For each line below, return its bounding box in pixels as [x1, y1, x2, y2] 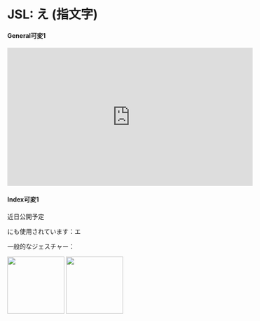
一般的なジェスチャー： [7, 242, 75, 250]
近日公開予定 [7, 212, 44, 221]
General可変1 [7, 31, 46, 39]
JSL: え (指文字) [7, 6, 98, 22]
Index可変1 [7, 195, 39, 204]
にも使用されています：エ [7, 227, 81, 235]
